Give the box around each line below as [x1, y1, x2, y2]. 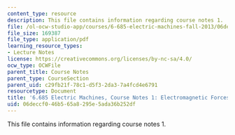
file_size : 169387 [7, 29, 61, 37]
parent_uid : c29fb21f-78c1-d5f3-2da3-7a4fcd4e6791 [7, 81, 158, 88]
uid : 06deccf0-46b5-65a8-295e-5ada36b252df [7, 101, 136, 108]
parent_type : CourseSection [7, 74, 90, 82]
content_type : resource [7, 10, 77, 17]
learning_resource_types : [7, 42, 83, 49]
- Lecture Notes [7, 49, 55, 56]
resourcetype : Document [7, 88, 77, 95]
